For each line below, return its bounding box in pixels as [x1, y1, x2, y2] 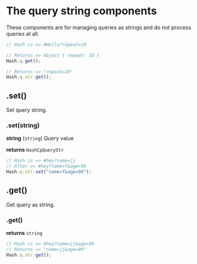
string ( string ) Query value [6, 135, 74, 142]
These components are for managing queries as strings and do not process [6, 24, 192, 31]
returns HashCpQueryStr [6, 146, 64, 153]
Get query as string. [6, 201, 55, 208]
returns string [6, 230, 43, 237]
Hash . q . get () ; [6, 58, 42, 64]
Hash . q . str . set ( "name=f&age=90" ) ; [6, 169, 92, 175]
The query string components [6, 4, 157, 18]
